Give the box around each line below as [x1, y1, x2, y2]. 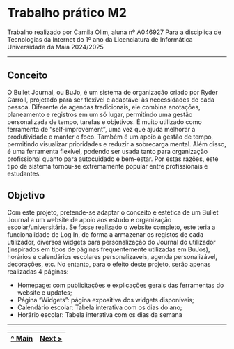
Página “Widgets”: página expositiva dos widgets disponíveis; [17, 295, 194, 304]
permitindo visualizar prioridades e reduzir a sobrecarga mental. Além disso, [7, 139, 226, 148]
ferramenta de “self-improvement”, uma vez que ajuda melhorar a [7, 125, 196, 133]
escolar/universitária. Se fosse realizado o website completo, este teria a [7, 223, 216, 231]
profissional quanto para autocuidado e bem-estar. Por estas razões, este [7, 155, 219, 163]
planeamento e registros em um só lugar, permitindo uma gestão [7, 110, 193, 118]
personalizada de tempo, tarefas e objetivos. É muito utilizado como [7, 117, 202, 126]
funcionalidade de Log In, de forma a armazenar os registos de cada [7, 230, 204, 238]
